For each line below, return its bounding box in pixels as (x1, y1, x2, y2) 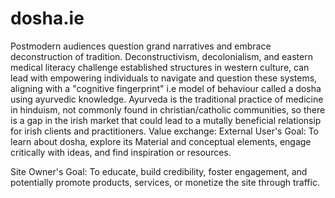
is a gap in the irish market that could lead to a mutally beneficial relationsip (10, 114, 322, 126)
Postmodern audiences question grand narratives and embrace (10, 40, 272, 52)
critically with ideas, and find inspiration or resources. (10, 146, 232, 158)
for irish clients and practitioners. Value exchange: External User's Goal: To (10, 125, 319, 137)
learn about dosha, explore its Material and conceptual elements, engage (10, 135, 312, 147)
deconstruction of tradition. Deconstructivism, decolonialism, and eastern (10, 50, 313, 62)
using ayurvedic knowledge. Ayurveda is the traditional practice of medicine (10, 93, 324, 105)
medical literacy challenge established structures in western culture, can (10, 61, 310, 73)
